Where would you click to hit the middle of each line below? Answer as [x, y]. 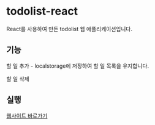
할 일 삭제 [18, 79]
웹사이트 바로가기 [27, 116]
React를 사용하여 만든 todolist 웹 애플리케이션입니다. [70, 29]
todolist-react [42, 11]
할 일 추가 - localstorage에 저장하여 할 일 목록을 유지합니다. [77, 66]
